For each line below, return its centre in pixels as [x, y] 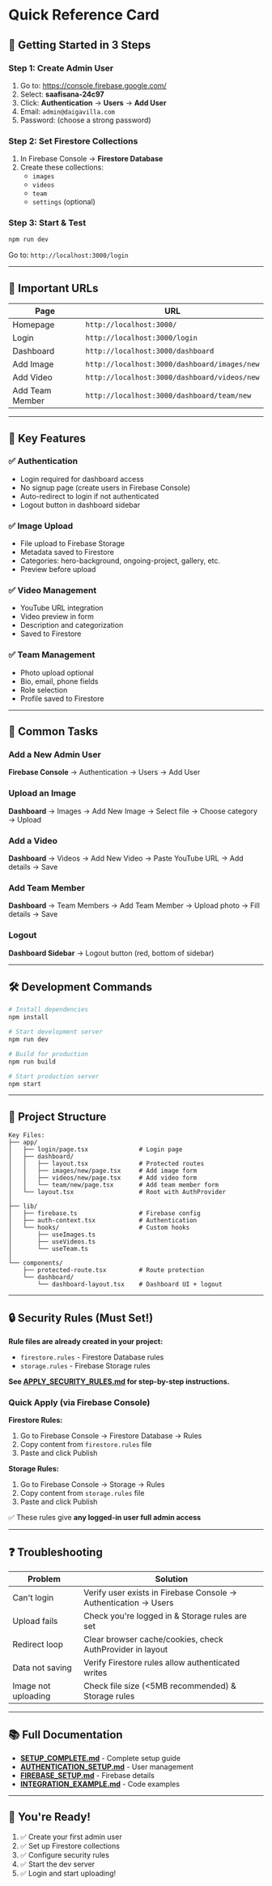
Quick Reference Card [84, 15]
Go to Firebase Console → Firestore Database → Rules [111, 1436]
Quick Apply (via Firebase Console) [79, 1403]
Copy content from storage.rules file [82, 1493]
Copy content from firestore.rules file [86, 1445]
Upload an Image [42, 793]
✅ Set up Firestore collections [70, 1845]
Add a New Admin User [55, 754]
